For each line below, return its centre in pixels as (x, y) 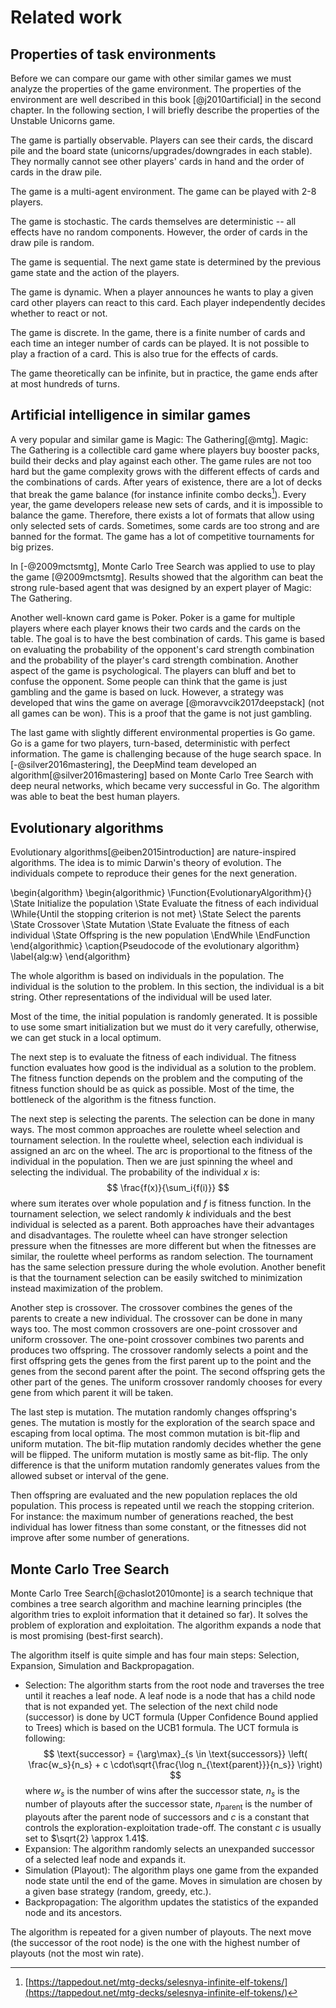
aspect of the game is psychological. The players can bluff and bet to (153, 671)
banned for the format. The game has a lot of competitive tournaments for (162, 537)
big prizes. (32, 547)
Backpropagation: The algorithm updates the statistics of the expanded (171, 1902)
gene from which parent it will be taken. (92, 1393)
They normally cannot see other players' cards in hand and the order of (157, 161)
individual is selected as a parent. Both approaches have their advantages (162, 1225)
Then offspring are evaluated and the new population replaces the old (154, 1495)
